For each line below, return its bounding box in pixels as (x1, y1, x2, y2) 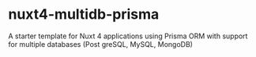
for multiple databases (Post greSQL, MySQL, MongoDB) (8, 39, 194, 48)
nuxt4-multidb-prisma (8, 5, 160, 23)
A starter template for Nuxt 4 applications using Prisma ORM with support (8, 31, 248, 41)
